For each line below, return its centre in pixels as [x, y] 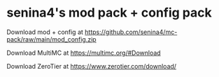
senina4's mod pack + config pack [109, 13]
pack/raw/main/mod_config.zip [51, 39]
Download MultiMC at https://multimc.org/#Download [84, 53]
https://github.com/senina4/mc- [131, 32]
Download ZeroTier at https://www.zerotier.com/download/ [91, 66]
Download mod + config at [45, 32]
